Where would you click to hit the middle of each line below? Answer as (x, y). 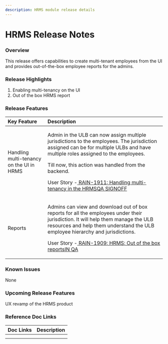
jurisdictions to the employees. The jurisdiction (102, 141)
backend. (58, 171)
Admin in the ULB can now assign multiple (97, 134)
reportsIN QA (63, 249)
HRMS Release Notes (50, 34)
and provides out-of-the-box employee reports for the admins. (69, 66)
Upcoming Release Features (40, 293)
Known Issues (23, 269)
